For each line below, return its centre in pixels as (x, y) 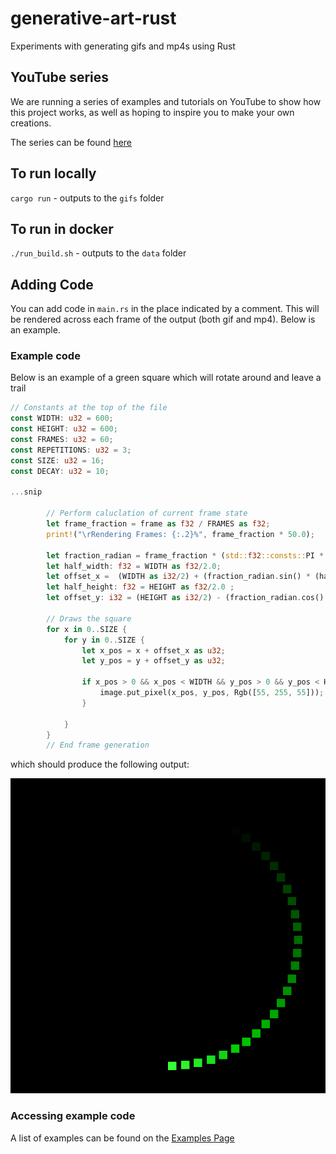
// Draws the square (89, 618)
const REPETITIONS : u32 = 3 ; (71, 450)
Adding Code (52, 284)
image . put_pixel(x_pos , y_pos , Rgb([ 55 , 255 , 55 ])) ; (212, 693)
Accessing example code (73, 1116)
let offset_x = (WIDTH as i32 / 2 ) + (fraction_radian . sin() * (178, 577)
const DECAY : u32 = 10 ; (60, 471)
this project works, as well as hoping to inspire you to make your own (152, 112)
